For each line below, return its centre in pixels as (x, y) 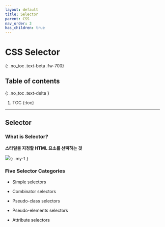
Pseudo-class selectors (36, 201)
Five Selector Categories (35, 171)
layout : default (22, 10)
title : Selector (22, 14)
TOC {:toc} (23, 102)
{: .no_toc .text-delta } (27, 93)
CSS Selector (33, 52)
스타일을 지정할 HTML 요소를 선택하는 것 (44, 148)
